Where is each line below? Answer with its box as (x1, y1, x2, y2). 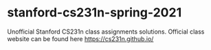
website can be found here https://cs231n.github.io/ (7, 34, 154, 42)
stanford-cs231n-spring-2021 (7, 5, 182, 21)
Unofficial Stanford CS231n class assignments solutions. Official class (7, 27, 205, 36)
